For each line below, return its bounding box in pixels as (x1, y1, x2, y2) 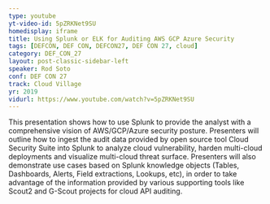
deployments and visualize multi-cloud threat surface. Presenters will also (8, 152, 256, 162)
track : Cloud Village (8, 80, 82, 88)
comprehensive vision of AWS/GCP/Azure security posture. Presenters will (8, 126, 259, 136)
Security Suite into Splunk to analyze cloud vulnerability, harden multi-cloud (8, 143, 263, 153)
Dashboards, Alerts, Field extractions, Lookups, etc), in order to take (8, 169, 237, 179)
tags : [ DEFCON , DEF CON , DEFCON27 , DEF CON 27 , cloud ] (8, 42, 198, 50)
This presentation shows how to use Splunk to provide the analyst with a (8, 117, 251, 127)
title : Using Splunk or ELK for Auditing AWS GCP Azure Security (8, 34, 234, 43)
